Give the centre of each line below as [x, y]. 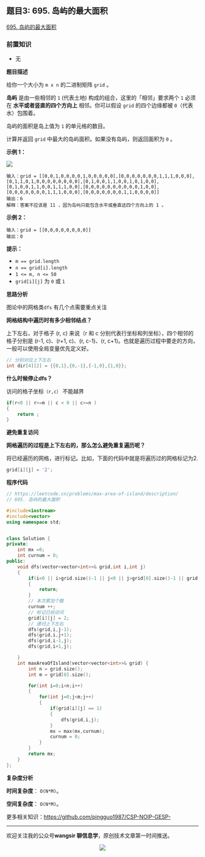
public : [16, 562]
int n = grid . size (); [56, 669]
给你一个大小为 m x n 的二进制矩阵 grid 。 [59, 85]
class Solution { [28, 538]
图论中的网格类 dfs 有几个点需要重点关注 [57, 307]
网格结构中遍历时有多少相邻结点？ [49, 321]
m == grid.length [37, 262]
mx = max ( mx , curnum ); [77, 731]
